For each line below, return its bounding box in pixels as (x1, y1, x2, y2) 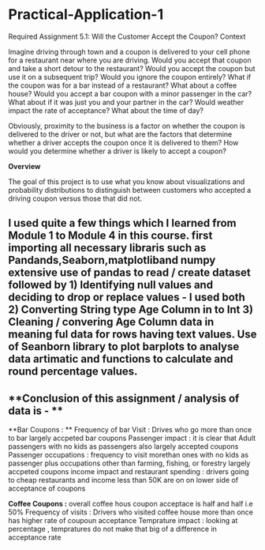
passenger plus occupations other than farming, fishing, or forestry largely (8, 458, 251, 468)
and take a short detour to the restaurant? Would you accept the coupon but (8, 63, 256, 73)
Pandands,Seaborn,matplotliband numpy (8, 254, 216, 267)
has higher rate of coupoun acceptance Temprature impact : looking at (8, 516, 238, 526)
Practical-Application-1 (8, 6, 164, 24)
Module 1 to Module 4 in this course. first (8, 229, 213, 243)
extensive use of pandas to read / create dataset (8, 266, 251, 280)
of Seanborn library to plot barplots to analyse (8, 340, 240, 353)
